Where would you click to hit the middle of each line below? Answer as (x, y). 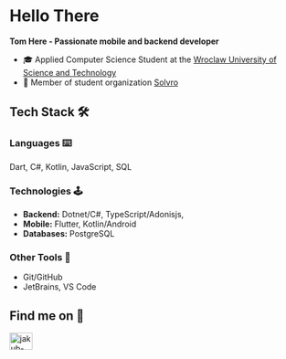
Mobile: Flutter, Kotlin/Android (79, 224)
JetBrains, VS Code (59, 287)
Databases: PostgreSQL (69, 233)
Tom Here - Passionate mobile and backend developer (114, 41)
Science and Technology (69, 72)
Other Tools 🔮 (40, 257)
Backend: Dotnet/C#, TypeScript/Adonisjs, (103, 214)
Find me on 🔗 (47, 316)
